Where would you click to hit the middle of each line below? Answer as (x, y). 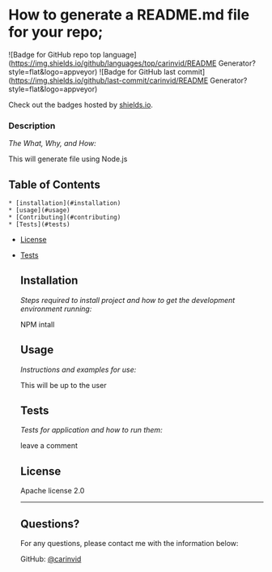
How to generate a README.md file (129, 15)
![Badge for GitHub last (138, 71)
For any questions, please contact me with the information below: (129, 544)
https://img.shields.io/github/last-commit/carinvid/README (110, 80)
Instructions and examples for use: (78, 369)
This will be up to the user (63, 385)
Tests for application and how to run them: (91, 430)
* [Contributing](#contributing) (65, 218)
